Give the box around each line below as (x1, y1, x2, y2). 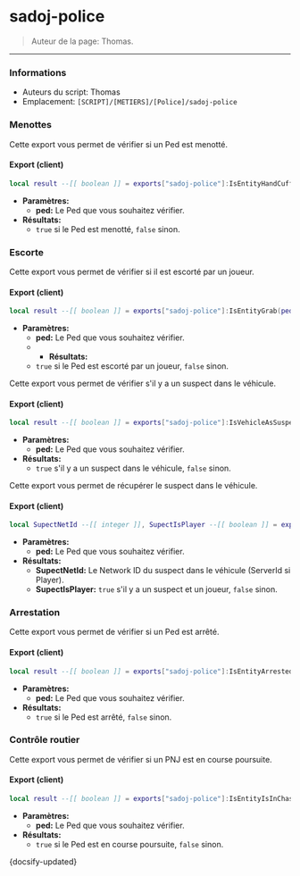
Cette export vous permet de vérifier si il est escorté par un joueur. (9, 266, 254, 277)
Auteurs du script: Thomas (21, 87, 121, 97)
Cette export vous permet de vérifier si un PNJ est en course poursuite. (9, 754, 272, 764)
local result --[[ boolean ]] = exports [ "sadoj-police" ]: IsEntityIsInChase (9, 795, 297, 804)
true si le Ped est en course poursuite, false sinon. (35, 838, 224, 849)
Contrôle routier (9, 734, 80, 747)
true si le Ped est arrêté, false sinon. (35, 712, 172, 722)
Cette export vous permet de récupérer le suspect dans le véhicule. (9, 480, 258, 491)
